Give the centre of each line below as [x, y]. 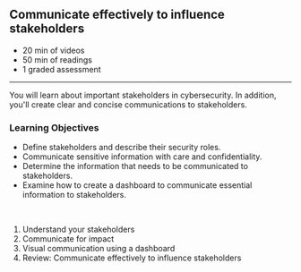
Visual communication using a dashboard [99, 249]
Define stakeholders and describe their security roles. [121, 148]
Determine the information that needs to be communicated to [135, 166]
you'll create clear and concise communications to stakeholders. [129, 104]
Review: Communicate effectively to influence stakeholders [132, 258]
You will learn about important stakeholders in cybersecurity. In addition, [143, 95]
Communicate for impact [68, 239]
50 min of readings [57, 59]
